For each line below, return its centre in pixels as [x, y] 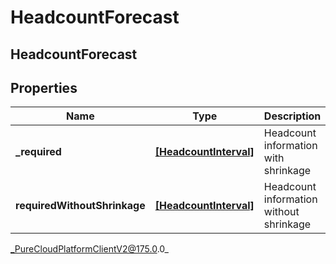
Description [292, 116]
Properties [44, 87]
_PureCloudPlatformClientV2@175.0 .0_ [89, 249]
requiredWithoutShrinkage [80, 206]
